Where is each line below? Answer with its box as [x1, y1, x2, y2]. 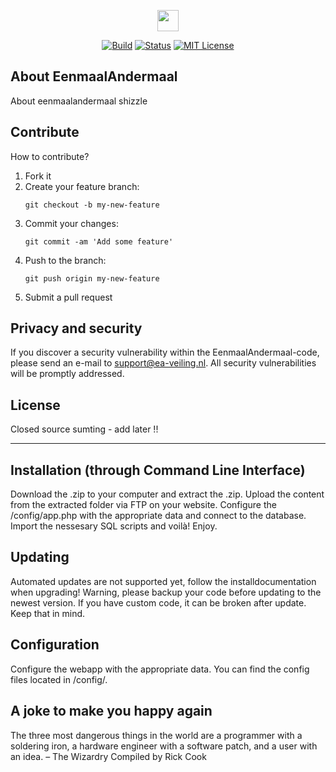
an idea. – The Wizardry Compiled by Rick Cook [10, 750, 207, 762]
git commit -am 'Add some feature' [24, 236, 174, 247]
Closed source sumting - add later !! [10, 423, 159, 435]
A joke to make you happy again [10, 703, 213, 720]
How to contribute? [10, 150, 90, 162]
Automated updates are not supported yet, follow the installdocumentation [10, 575, 317, 587]
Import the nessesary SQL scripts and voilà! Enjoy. [10, 520, 218, 532]
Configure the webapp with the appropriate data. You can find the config [10, 663, 310, 675]
